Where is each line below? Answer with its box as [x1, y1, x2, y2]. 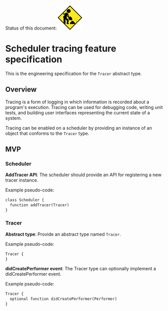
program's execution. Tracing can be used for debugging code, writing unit [5, 104, 163, 110]
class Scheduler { [5, 197, 44, 203]
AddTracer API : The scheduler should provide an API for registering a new [5, 172, 162, 178]
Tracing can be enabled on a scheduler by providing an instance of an [5, 125, 152, 131]
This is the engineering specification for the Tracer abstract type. [5, 70, 142, 76]
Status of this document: [5, 25, 57, 31]
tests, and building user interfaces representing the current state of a [5, 109, 150, 116]
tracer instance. [5, 177, 39, 183]
